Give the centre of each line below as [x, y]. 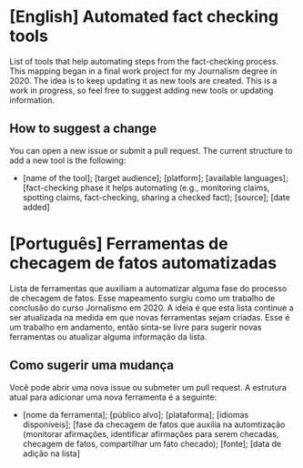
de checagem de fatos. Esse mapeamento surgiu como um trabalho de [142, 298]
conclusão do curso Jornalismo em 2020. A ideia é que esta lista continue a [151, 308]
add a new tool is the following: [68, 160]
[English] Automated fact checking [144, 17]
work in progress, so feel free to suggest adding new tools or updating [141, 90]
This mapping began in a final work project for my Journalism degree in [143, 71]
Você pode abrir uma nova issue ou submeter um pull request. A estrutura [148, 387]
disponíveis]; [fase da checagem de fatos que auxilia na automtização [154, 424]
